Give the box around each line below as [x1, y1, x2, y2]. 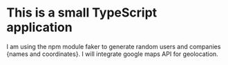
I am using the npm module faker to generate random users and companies [6, 42, 221, 50]
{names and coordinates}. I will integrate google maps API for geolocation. [6, 50, 218, 58]
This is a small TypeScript [6, 5, 158, 21]
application [6, 19, 73, 35]
